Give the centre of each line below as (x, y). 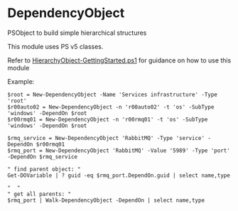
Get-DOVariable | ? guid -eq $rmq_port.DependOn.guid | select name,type (119, 175)
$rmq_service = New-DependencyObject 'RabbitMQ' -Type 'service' (106, 138)
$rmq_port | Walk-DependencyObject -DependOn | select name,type (106, 200)
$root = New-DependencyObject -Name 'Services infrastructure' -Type (113, 94)
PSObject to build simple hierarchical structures (77, 33)
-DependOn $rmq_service (43, 157)
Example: (21, 81)
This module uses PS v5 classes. (55, 46)
